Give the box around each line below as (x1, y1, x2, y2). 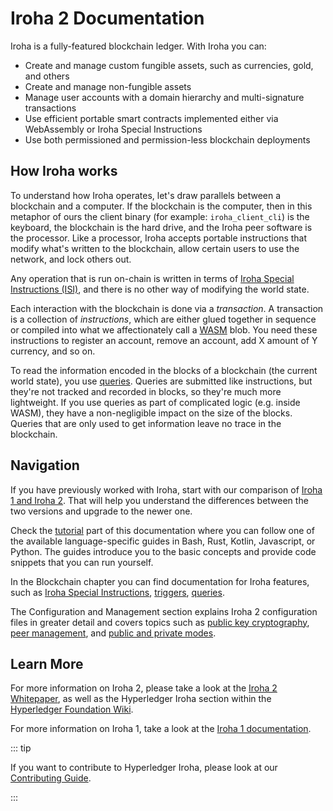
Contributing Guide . (10, 772, 92, 784)
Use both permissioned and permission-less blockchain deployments (24, 133, 311, 146)
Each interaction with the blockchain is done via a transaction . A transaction (10, 302, 324, 314)
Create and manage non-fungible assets (24, 80, 192, 92)
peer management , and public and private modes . (10, 627, 217, 639)
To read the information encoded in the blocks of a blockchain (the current (10, 364, 318, 376)
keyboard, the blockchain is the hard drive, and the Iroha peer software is (10, 221, 313, 233)
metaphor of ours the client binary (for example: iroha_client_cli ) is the (10, 210, 310, 222)
